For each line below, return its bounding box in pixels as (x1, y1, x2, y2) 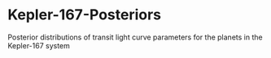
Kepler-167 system (7, 40, 71, 50)
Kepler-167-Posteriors (7, 6, 162, 24)
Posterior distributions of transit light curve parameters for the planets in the (7, 32, 263, 42)
